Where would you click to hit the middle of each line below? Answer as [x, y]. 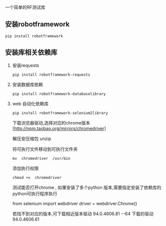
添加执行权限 [25, 168]
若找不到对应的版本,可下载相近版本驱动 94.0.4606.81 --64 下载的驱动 [83, 214]
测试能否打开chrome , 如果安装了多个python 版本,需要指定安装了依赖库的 [87, 187]
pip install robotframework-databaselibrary [59, 94]
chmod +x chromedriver [37, 178]
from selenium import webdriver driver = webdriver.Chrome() [75, 203]
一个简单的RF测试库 [25, 7]
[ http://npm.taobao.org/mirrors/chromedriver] [59, 128]
